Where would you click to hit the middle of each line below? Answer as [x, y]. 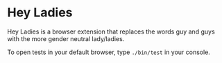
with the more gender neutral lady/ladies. [66, 38]
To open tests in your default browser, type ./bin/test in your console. [109, 52]
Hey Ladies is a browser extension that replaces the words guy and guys [111, 32]
